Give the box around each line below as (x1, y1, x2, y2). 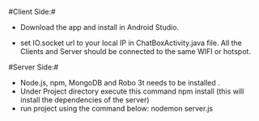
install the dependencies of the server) (19, 95, 150, 104)
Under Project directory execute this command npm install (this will (19, 86, 244, 96)
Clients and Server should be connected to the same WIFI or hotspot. (19, 47, 251, 56)
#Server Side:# (8, 62, 59, 72)
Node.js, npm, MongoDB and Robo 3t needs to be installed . (19, 78, 220, 87)
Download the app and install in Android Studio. (19, 23, 180, 31)
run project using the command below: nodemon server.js (19, 104, 213, 113)
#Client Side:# (8, 7, 56, 16)
